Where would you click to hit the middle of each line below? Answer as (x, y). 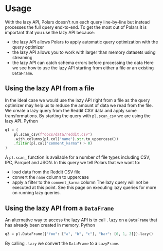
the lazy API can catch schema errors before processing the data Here (83, 63)
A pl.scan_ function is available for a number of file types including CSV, (78, 157)
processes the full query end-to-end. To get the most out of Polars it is (76, 27)
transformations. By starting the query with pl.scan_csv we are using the (78, 116)
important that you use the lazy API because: (50, 32)
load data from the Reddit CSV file (46, 172)
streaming (22, 57)
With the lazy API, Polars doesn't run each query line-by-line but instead (77, 22)
